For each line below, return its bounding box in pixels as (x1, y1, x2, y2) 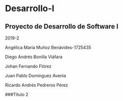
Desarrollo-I (5, 3, 54, 14)
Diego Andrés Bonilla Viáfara (5, 54, 63, 60)
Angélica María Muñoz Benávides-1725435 (5, 45, 91, 50)
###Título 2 (5, 92, 29, 97)
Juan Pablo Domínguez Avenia (5, 73, 67, 78)
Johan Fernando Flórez (5, 64, 52, 69)
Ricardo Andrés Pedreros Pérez (5, 82, 68, 88)
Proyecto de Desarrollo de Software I (5, 22, 119, 31)
